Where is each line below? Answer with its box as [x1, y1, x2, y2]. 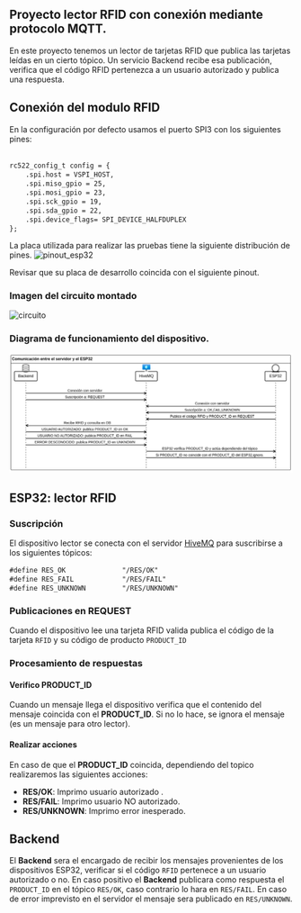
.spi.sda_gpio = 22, [25, 206, 102, 215]
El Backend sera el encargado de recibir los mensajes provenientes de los [9, 855, 284, 866]
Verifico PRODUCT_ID [9, 679, 93, 690]
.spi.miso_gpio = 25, [25, 179, 106, 188]
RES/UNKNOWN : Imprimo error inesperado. [22, 805, 186, 816]
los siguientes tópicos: [9, 547, 93, 558]
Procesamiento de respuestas [9, 657, 144, 670]
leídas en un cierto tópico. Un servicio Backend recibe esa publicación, [9, 54, 272, 66]
